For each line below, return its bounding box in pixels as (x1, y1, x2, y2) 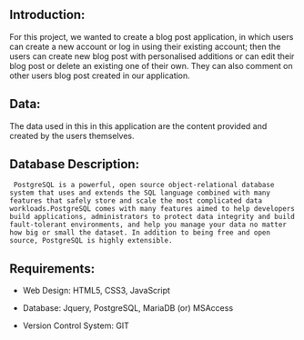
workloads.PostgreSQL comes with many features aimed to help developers (9, 205, 296, 214)
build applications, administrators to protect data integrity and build (9, 213, 296, 222)
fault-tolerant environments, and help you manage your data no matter (9, 220, 287, 230)
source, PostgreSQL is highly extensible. (9, 236, 173, 245)
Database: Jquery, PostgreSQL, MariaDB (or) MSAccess (22, 303, 234, 314)
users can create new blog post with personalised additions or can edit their (9, 50, 295, 62)
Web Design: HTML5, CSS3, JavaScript (22, 285, 171, 296)
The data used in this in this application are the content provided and (9, 120, 268, 131)
